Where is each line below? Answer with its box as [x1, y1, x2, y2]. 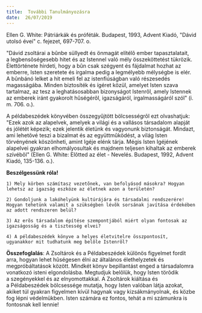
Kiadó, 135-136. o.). [6, 157, 54, 164]
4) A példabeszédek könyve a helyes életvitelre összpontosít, [6, 233, 169, 239]
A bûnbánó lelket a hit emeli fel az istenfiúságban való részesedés [6, 75, 171, 82]
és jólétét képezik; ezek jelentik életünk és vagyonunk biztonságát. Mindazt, [6, 125, 195, 132]
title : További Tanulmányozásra [6, 8, 90, 15]
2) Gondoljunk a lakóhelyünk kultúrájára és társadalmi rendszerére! [6, 196, 185, 202]
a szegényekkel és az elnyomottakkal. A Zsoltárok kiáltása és [6, 275, 159, 282]
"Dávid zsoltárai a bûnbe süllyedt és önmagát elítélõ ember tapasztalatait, [6, 49, 189, 56]
